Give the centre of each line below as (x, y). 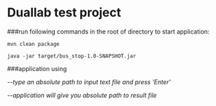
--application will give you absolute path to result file (82, 95)
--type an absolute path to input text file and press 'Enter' (89, 82)
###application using (37, 68)
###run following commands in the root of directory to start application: (108, 31)
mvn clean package (33, 44)
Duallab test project (64, 13)
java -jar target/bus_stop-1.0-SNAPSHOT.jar (72, 56)
